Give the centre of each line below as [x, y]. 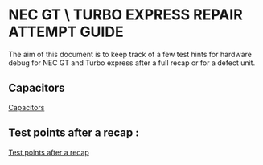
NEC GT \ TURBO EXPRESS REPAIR [125, 15]
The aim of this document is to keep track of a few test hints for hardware [130, 54]
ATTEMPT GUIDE [66, 32]
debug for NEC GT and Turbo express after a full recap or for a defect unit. [132, 63]
